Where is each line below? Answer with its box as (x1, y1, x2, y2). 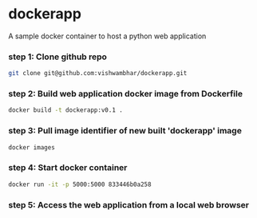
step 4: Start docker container (8, 162, 128, 173)
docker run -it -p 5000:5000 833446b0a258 (8, 180, 152, 188)
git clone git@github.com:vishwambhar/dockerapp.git (8, 69, 188, 77)
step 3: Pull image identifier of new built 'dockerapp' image (8, 125, 242, 137)
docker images (8, 143, 56, 152)
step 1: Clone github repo (8, 51, 108, 62)
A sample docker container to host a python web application (8, 31, 207, 41)
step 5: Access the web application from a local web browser (8, 199, 250, 210)
